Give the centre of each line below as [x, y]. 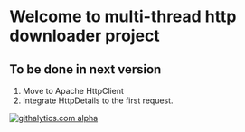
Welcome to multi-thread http [123, 17]
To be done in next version [85, 69]
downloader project [85, 36]
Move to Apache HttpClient [73, 91]
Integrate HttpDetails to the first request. [98, 100]
